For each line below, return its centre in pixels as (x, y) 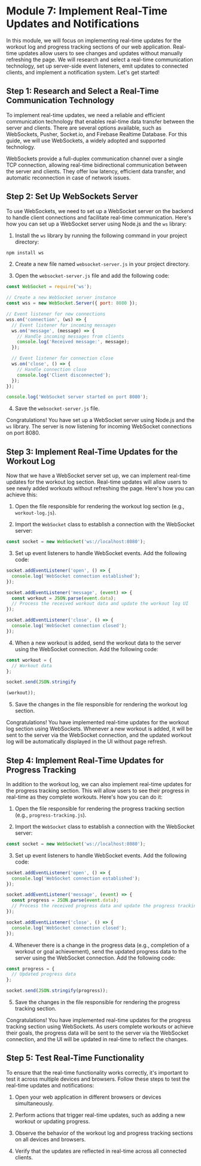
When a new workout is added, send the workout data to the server (98, 643)
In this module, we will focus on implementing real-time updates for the (94, 40)
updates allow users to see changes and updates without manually (100, 53)
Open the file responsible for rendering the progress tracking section (100, 808)
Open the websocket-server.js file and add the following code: (92, 276)
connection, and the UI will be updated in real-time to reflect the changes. (97, 1039)
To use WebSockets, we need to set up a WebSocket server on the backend (100, 211)
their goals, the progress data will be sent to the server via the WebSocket (98, 1033)
